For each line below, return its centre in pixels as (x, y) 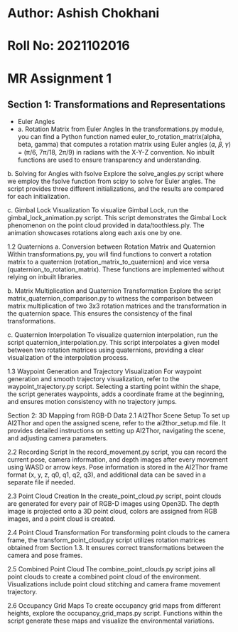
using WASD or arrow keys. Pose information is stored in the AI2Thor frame (118, 467)
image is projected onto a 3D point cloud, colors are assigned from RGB (113, 512)
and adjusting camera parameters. (58, 438)
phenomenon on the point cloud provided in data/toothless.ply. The (106, 225)
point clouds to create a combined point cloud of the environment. (104, 577)
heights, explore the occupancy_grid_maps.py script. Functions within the (115, 613)
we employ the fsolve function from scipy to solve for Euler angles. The (112, 181)
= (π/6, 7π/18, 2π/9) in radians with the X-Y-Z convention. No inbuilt (116, 152)
